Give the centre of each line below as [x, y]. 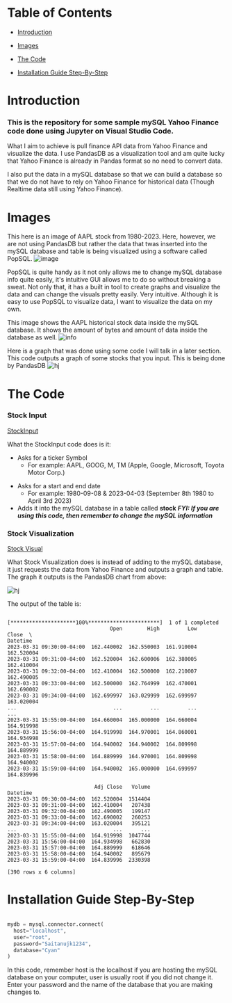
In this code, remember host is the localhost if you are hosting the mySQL [112, 970]
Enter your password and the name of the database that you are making [110, 985]
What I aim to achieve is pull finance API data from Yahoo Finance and [108, 146]
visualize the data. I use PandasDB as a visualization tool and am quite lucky [116, 154]
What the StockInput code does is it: [59, 444]
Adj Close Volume [122, 787]
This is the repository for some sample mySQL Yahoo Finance [113, 122]
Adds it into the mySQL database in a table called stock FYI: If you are [118, 508]
